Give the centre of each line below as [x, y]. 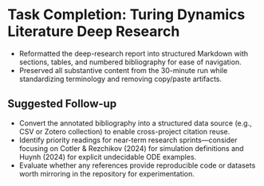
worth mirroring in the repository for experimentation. [106, 173]
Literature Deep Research [94, 31]
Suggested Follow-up [62, 104]
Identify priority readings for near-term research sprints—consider [128, 140]
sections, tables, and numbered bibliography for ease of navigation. [130, 62]
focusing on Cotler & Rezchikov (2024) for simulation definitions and [131, 148]
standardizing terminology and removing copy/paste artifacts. [120, 79]
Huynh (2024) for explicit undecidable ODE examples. [108, 157]
